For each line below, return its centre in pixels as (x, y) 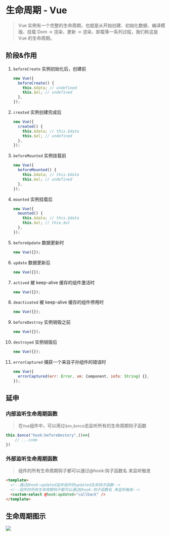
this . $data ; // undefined (50, 88)
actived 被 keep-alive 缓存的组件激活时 (54, 282)
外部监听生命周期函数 (32, 458)
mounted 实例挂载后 (33, 199)
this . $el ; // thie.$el (46, 223)
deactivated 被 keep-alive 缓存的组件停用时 (58, 302)
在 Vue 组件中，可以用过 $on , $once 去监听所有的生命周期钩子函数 (82, 426)
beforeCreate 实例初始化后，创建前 (50, 68)
